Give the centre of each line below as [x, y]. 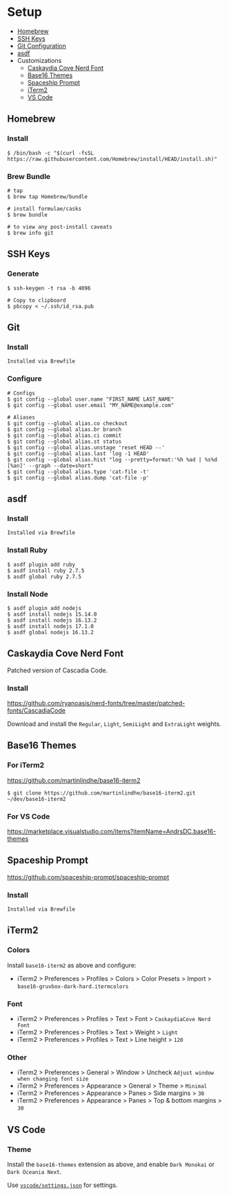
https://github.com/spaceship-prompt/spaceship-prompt [88, 877]
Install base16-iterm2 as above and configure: [72, 965]
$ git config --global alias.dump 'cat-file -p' [78, 477]
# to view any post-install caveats [60, 227]
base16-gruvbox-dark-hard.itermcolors [73, 986]
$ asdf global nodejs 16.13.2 [51, 632]
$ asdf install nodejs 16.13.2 [52, 620]
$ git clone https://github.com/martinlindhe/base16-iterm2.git [101, 793]
